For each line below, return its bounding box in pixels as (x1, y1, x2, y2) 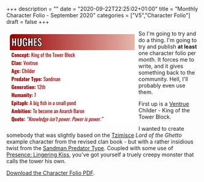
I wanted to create (138, 125, 184, 132)
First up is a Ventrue (138, 100, 189, 107)
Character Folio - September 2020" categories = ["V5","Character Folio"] (6, 12, 191, 19)
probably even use (138, 82, 186, 89)
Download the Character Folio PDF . (6, 169, 95, 177)
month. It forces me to (138, 56, 195, 63)
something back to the (138, 69, 195, 76)
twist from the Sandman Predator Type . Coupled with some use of (6, 145, 173, 151)
